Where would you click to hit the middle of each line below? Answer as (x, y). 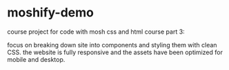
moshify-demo (51, 13)
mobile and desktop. (36, 59)
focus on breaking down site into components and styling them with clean (112, 45)
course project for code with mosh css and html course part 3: (96, 32)
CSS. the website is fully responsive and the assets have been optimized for (115, 52)
